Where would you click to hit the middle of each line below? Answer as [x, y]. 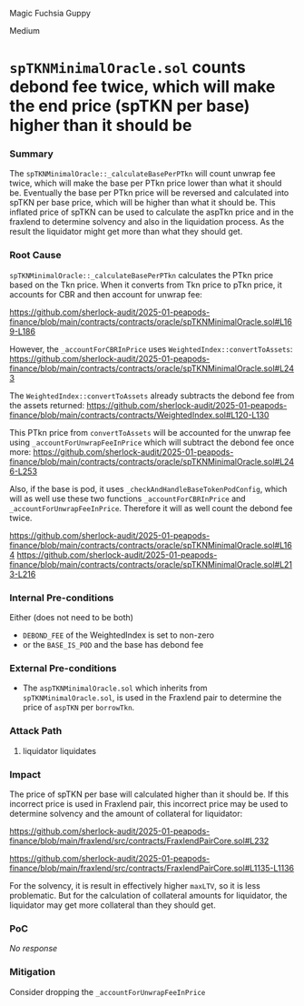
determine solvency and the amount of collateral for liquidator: [126, 813]
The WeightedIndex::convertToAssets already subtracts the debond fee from [152, 396]
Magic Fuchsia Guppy [50, 13]
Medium [25, 30]
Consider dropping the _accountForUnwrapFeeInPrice [108, 991]
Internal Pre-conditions [62, 598]
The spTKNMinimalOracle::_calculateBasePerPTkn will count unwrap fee [142, 174]
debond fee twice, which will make [142, 87]
